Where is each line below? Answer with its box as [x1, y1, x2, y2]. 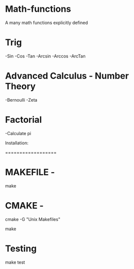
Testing [5, 243, 37, 254]
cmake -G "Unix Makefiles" [5, 216, 61, 222]
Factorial [5, 114, 42, 125]
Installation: [5, 140, 29, 146]
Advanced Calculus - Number [5, 70, 129, 81]
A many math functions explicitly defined [5, 20, 88, 26]
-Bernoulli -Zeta [5, 97, 38, 103]
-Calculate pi [5, 130, 31, 136]
